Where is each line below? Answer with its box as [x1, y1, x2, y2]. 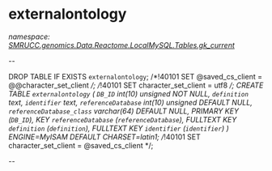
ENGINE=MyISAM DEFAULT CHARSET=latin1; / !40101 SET [8, 131, 201, 142]
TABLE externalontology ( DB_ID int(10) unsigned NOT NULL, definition [8, 88, 249, 98]
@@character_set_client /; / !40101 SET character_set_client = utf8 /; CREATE [8, 80, 264, 90]
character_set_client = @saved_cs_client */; [8, 140, 154, 150]
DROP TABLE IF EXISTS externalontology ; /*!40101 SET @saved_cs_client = [8, 71, 263, 81]
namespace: [8, 32, 50, 41]
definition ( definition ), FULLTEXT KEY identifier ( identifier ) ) [8, 123, 229, 133]
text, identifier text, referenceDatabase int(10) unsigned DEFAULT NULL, [8, 97, 253, 107]
